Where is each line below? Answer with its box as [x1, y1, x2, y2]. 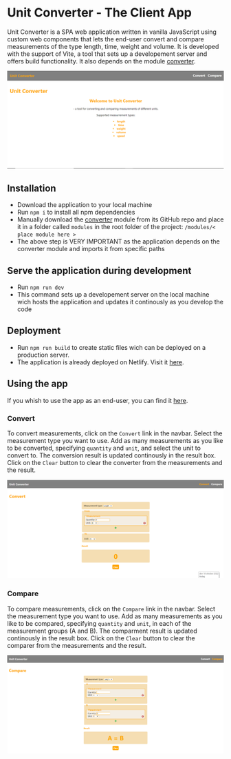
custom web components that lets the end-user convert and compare [7, 34, 204, 43]
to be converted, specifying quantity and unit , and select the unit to [7, 444, 201, 452]
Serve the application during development [7, 264, 192, 277]
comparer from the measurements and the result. [7, 641, 146, 649]
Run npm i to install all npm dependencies [16, 208, 135, 217]
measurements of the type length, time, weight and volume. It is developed [7, 42, 219, 50]
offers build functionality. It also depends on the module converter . [7, 57, 196, 65]
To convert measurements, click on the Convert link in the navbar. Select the [7, 429, 223, 437]
